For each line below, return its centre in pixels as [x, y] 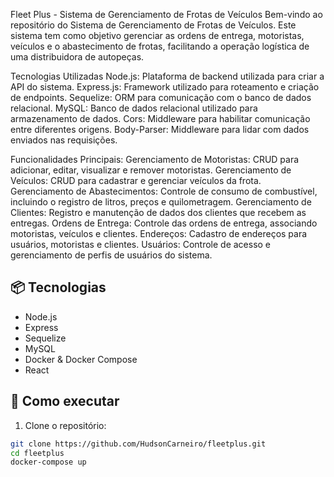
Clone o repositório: [65, 425]
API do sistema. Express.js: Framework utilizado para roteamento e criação [165, 87]
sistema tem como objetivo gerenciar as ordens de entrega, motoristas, [157, 35]
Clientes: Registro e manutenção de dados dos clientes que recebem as [158, 212]
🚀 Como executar [65, 401]
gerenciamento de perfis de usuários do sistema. [111, 255]
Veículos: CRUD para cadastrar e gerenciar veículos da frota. [136, 180]
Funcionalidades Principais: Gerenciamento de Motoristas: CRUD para [155, 159]
